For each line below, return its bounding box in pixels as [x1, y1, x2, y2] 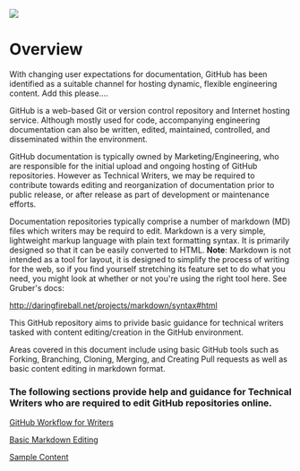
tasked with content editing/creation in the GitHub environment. [9, 327, 244, 338]
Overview [9, 39, 83, 60]
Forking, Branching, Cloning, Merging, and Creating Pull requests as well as [9, 354, 288, 364]
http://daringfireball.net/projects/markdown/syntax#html [9, 300, 218, 311]
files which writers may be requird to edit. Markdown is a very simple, [9, 225, 266, 236]
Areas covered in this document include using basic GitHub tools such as [9, 344, 279, 355]
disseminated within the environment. [9, 133, 148, 144]
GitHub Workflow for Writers [9, 417, 115, 428]
